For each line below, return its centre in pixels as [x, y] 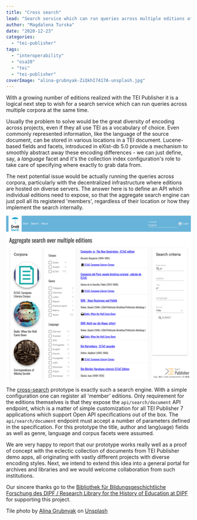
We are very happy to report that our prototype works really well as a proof [96, 444]
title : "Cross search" [34, 12]
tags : [13, 50]
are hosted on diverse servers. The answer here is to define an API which [95, 189]
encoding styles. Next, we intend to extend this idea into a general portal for [98, 463]
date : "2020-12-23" [30, 31]
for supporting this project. [38, 500]
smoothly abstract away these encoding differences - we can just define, [94, 153]
